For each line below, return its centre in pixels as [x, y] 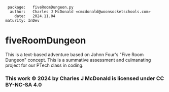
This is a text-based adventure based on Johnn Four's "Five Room [74, 54]
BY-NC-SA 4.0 [24, 84]
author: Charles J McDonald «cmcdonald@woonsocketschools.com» [80, 12]
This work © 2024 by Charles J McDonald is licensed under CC [84, 78]
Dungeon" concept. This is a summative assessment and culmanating [78, 60]
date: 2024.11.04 [35, 16]
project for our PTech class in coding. [44, 65]
